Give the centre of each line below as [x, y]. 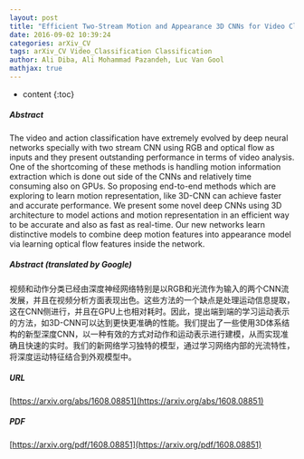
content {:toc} [48, 94]
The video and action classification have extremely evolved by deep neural [149, 138]
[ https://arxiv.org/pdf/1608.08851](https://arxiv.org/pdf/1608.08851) [136, 444]
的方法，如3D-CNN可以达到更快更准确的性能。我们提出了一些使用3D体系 [146, 322]
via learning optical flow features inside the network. [107, 244]
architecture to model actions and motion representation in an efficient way [149, 215]
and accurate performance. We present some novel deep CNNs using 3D [146, 205]
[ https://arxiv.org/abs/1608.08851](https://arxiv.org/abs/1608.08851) [137, 401]
